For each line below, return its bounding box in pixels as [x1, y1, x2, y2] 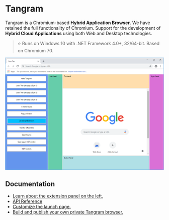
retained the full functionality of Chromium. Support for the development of [5, 25, 161, 31]
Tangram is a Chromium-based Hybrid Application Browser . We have [5, 20, 150, 26]
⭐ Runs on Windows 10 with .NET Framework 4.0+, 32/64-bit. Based [17, 40, 160, 46]
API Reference [12, 198, 43, 204]
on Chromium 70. [17, 47, 54, 53]
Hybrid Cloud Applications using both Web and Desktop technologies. [5, 30, 152, 36]
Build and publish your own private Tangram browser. [12, 209, 124, 215]
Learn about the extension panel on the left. [12, 193, 103, 199]
